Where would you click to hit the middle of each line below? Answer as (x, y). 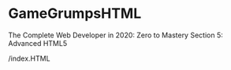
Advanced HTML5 (38, 43)
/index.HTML (29, 58)
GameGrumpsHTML (75, 14)
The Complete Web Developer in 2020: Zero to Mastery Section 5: (115, 35)
